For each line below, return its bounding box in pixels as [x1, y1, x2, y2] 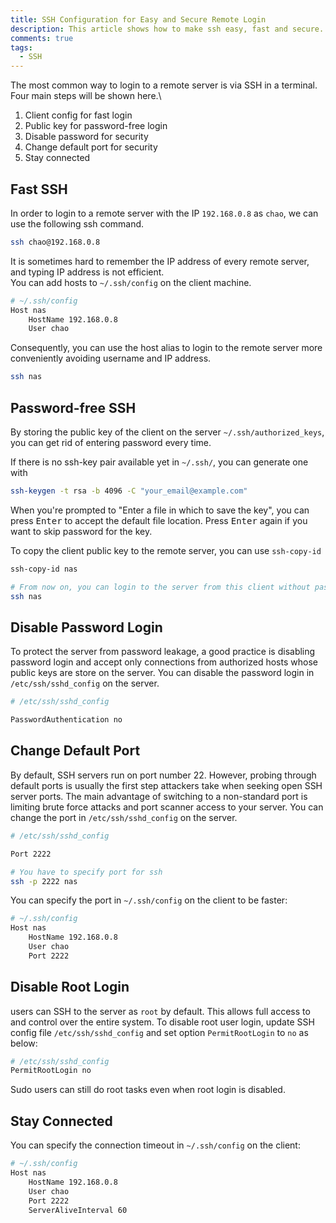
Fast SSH [10, 181, 68, 198]
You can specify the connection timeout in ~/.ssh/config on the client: [10, 1139, 301, 1151]
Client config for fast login [24, 109, 133, 121]
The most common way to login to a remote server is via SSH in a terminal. [10, 79, 318, 91]
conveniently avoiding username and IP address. [10, 352, 212, 365]
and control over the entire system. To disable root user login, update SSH [10, 1016, 315, 1028]
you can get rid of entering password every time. [10, 437, 212, 448]
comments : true [10, 33, 74, 43]
